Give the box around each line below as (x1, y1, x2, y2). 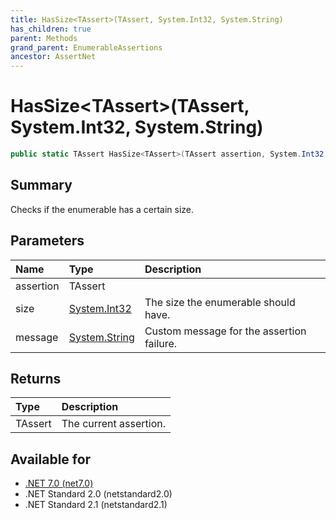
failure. (144, 336, 178, 350)
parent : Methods (10, 33, 78, 43)
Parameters (10, 232, 85, 250)
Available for (10, 451, 92, 468)
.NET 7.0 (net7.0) (24, 477, 94, 490)
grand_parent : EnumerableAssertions (10, 42, 163, 53)
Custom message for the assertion (144, 324, 307, 338)
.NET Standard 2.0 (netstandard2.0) (24, 488, 173, 500)
